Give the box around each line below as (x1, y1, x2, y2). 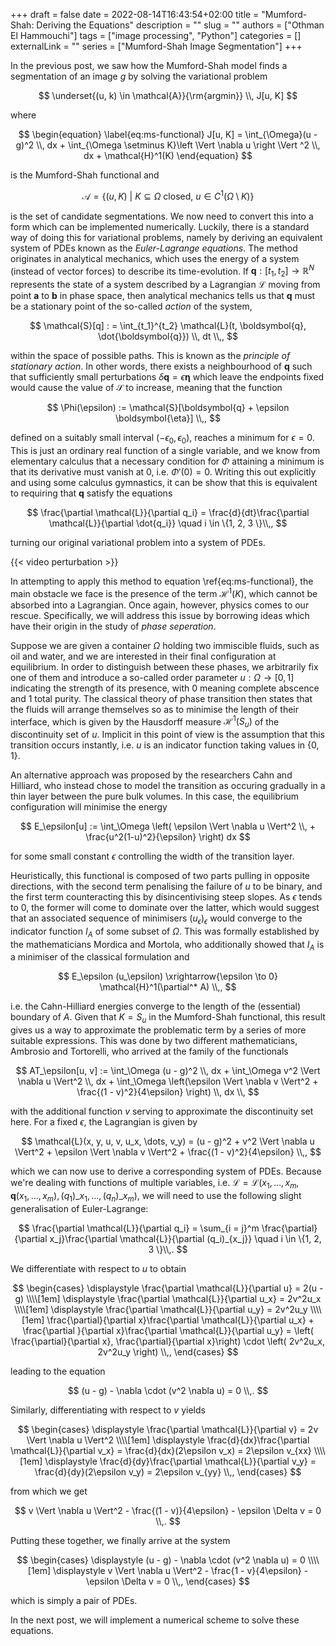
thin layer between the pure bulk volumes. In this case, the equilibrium (10, 790, 300, 803)
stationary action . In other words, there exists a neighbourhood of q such (10, 360, 313, 373)
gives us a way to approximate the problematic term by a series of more (10, 1024, 307, 1036)
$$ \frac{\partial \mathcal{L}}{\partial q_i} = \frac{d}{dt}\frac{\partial (26, 506, 310, 518)
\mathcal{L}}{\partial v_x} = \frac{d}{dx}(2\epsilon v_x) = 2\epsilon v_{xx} (10, 1444, 312, 1456)
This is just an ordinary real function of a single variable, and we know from (10, 444, 321, 456)
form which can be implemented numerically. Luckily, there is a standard (10, 220, 310, 233)
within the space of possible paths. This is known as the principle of (10, 350, 291, 362)
